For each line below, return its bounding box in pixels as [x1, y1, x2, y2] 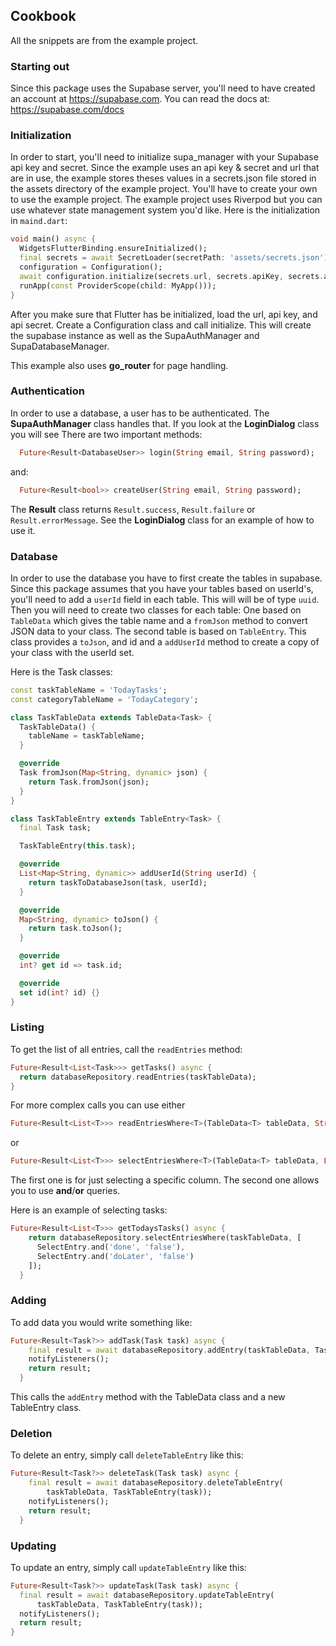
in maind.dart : [10, 215, 68, 227]
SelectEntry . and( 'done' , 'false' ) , [36, 1242, 186, 1252]
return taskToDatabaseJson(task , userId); [28, 877, 208, 888]
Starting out [10, 59, 70, 73]
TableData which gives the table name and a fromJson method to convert [10, 614, 308, 626]
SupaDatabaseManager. [10, 340, 110, 352]
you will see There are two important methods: [10, 428, 203, 440]
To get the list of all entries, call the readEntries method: [10, 1043, 243, 1055]
